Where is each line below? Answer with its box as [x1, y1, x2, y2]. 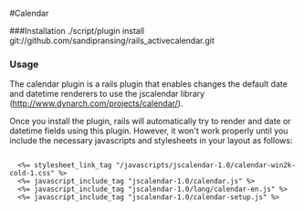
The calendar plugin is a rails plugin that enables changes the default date [9, 79, 288, 90]
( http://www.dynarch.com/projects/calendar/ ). [9, 98, 183, 109]
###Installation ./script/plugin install [9, 26, 144, 36]
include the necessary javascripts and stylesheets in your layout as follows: [9, 135, 293, 146]
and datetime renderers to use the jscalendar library [9, 89, 205, 100]
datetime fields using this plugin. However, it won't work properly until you [9, 125, 288, 136]
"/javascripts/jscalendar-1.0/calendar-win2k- [115, 161, 297, 170]
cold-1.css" [9, 169, 55, 178]
